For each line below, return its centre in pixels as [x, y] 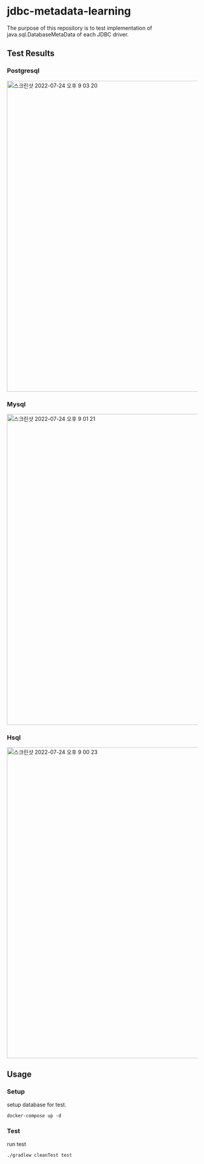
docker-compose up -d [34, 1115]
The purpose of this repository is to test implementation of [80, 28]
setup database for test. [37, 1105]
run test [17, 1144]
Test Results [31, 54]
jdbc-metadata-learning [69, 11]
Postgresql [23, 71]
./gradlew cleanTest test [39, 1156]
